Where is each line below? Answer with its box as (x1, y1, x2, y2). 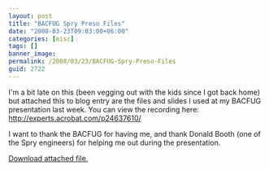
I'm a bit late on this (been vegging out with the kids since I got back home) (8, 87, 261, 97)
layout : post (8, 11, 53, 20)
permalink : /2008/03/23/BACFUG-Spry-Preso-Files (8, 58, 176, 66)
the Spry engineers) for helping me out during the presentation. (8, 138, 221, 147)
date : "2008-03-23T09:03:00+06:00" (8, 27, 129, 35)
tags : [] (8, 42, 38, 50)
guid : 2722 (8, 65, 46, 73)
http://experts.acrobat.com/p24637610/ (8, 113, 142, 123)
